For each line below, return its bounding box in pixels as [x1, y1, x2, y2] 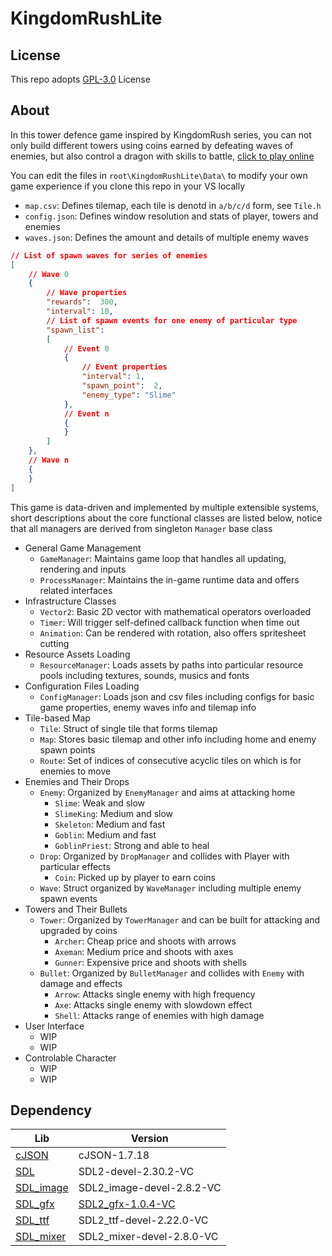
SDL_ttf [15, 1213, 50, 1227]
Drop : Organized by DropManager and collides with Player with [39, 850, 290, 862]
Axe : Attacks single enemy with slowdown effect [54, 998, 253, 1011]
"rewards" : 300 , [46, 297, 118, 307]
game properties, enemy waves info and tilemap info [39, 701, 257, 713]
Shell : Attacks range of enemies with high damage [54, 1009, 265, 1021]
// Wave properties [46, 288, 128, 298]
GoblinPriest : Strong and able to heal [54, 839, 210, 851]
